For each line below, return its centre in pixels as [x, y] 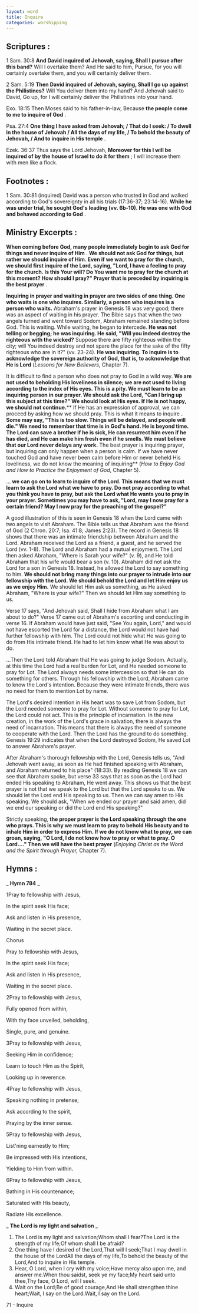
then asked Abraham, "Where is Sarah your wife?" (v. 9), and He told [89, 555]
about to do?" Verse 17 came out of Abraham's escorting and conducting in [98, 617]
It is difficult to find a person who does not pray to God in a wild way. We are [99, 376]
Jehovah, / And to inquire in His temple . [56, 138]
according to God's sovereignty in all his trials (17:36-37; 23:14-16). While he [99, 202]
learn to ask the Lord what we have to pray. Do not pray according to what [98, 487]
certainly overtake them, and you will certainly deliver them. [79, 73]
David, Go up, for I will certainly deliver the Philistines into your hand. [90, 97]
